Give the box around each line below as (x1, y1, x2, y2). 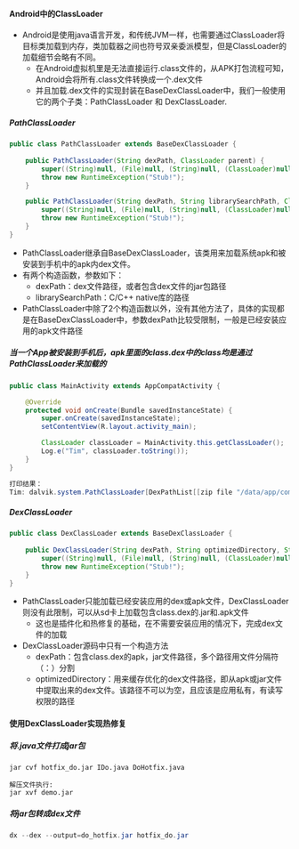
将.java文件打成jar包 (9, 740, 86, 751)
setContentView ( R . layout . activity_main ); (41, 423, 198, 432)
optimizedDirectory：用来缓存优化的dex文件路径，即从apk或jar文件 (35, 674, 283, 684)
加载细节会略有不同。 (21, 52, 101, 62)
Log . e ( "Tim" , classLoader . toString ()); (41, 447, 190, 456)
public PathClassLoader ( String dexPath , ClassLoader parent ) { (25, 156, 265, 165)
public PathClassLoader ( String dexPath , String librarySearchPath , (25, 197, 280, 206)
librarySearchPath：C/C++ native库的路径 (35, 292, 190, 303)
